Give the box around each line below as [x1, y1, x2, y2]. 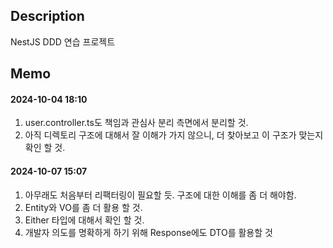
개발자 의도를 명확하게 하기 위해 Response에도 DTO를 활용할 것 [24, 226, 273, 238]
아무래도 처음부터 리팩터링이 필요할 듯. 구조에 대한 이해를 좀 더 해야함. [24, 189, 297, 201]
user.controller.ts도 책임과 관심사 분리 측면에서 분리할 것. [24, 117, 249, 129]
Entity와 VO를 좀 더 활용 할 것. [24, 201, 143, 213]
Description [10, 8, 85, 25]
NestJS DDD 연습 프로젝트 [10, 35, 116, 48]
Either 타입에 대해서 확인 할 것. [24, 214, 145, 226]
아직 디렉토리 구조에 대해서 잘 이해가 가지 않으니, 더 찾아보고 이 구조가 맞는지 [24, 129, 324, 141]
